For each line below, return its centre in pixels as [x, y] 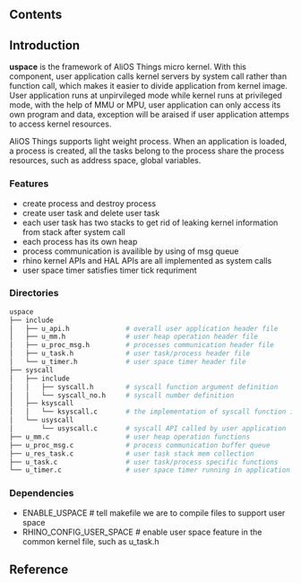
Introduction [45, 45]
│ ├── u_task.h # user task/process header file [130, 353]
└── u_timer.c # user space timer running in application [150, 470]
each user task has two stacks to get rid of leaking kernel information [150, 222]
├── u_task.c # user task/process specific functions [144, 462]
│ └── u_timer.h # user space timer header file [128, 362]
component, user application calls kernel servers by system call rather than [148, 76]
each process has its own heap [80, 241]
